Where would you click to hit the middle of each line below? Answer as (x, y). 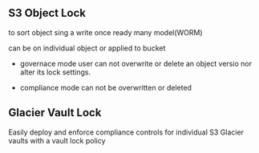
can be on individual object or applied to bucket (87, 48)
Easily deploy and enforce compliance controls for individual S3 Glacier (126, 132)
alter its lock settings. (55, 72)
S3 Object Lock (47, 13)
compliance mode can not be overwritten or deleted (106, 87)
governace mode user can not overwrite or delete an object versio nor (136, 63)
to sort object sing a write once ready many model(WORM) (105, 32)
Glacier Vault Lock (55, 113)
